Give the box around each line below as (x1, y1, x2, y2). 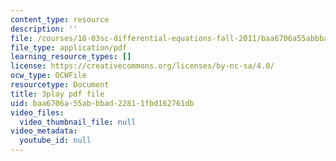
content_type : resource (10, 14, 110, 25)
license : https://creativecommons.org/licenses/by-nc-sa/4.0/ (10, 61, 275, 71)
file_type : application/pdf (10, 42, 128, 53)
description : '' (10, 24, 78, 34)
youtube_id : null (19, 136, 92, 146)
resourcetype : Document (10, 80, 110, 90)
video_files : (10, 107, 65, 118)
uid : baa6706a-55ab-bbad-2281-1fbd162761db (10, 98, 195, 108)
